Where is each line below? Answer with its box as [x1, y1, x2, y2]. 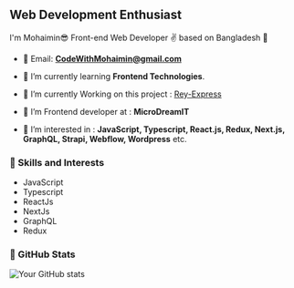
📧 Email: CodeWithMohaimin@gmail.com [22, 53, 183, 64]
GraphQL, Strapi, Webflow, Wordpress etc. [22, 133, 187, 144]
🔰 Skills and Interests [9, 156, 105, 169]
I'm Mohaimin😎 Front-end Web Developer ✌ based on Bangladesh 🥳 [9, 32, 268, 43]
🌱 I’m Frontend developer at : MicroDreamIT [22, 106, 190, 117]
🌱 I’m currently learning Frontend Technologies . [22, 70, 205, 81]
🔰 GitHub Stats [9, 248, 76, 261]
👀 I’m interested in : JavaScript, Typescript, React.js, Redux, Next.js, [22, 123, 286, 135]
